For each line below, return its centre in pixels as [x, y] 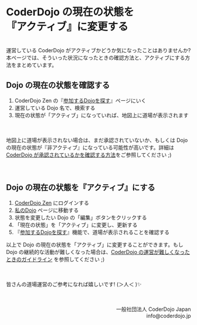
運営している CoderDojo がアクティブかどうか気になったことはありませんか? [98, 50]
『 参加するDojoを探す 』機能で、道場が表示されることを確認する [92, 232]
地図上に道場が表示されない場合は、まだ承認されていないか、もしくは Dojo [97, 140]
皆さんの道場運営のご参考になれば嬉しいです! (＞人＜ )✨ [74, 284]
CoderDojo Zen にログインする [52, 202]
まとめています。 [37, 65]
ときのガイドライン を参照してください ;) [55, 259]
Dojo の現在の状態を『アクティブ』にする [81, 187]
